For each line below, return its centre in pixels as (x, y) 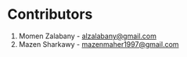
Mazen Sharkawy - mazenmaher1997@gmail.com (99, 44)
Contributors (50, 14)
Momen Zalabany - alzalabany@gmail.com (88, 36)
